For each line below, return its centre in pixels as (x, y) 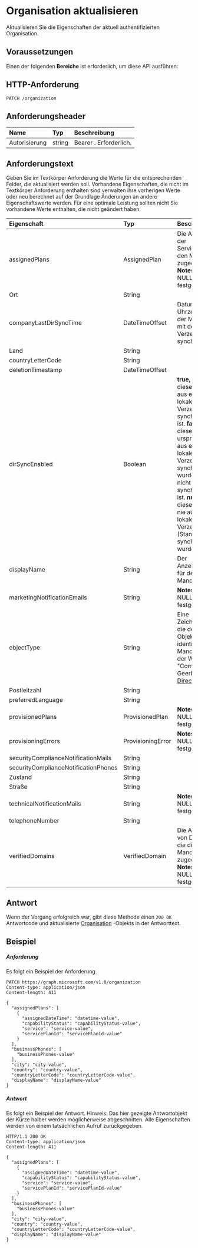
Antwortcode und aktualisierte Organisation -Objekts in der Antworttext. (93, 923)
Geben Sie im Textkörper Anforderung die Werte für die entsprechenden (94, 178)
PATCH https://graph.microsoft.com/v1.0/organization (74, 982)
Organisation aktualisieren (72, 11)
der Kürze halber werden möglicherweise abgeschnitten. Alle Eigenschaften (98, 1120)
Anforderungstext (40, 164)
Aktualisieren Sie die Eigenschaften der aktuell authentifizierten (83, 27)
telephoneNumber (34, 821)
